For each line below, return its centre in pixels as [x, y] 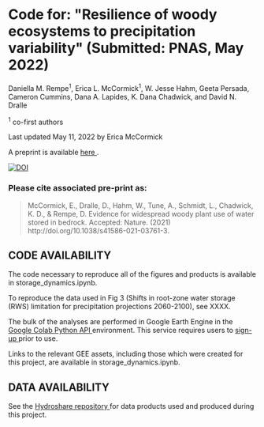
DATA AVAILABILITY [59, 387]
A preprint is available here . [54, 153]
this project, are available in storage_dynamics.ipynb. [94, 362]
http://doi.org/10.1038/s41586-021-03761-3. [98, 230]
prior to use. [38, 338]
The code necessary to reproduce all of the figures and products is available [132, 274]
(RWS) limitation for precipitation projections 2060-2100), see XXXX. [119, 307]
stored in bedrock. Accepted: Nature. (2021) [99, 222]
